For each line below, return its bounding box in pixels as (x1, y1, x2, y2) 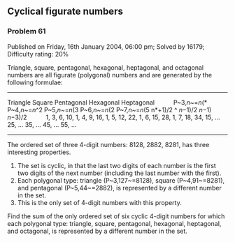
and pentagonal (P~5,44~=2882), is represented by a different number (17, 183, 222, 192)
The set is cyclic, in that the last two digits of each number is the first (17, 161, 217, 169)
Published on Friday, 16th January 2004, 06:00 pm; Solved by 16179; (7, 42, 205, 51)
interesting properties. (7, 148, 71, 156)
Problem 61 (7, 27, 46, 36)
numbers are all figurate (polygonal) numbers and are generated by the (7, 70, 212, 79)
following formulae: (7, 78, 63, 86)
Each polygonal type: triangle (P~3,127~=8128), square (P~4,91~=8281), (17, 176, 225, 184)
